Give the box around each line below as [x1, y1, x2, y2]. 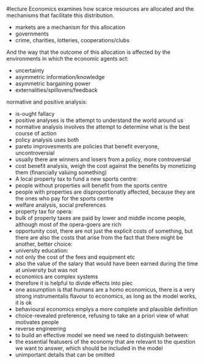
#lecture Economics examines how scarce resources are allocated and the [6, 6, 194, 12]
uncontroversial [15, 150, 55, 156]
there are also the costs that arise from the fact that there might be [15, 234, 183, 241]
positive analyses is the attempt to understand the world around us [15, 116, 184, 124]
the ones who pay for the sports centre [15, 195, 114, 202]
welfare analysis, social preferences [15, 202, 106, 208]
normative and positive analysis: [6, 98, 87, 105]
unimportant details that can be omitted [15, 351, 115, 358]
